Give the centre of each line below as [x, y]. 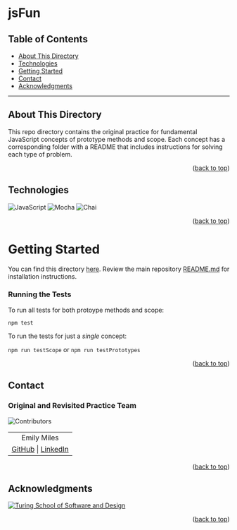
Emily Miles [40, 438]
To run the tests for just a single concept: [68, 336]
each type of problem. [40, 154]
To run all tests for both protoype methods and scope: [86, 310]
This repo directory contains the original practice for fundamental [103, 131]
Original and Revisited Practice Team [72, 406]
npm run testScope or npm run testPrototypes [74, 349]
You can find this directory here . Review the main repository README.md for [119, 269]
